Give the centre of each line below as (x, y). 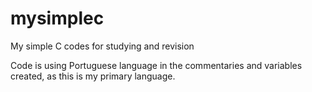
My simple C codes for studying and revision (102, 46)
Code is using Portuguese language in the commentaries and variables (156, 65)
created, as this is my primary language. (93, 76)
